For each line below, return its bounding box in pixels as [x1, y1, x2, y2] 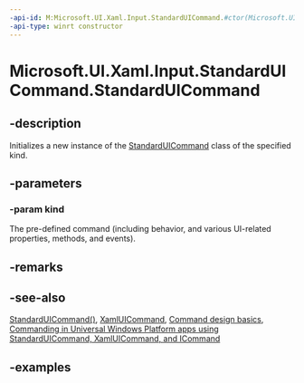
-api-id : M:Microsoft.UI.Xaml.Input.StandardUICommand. [9, 13, 224, 23]
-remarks [9, 259, 63, 274]
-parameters [9, 176, 82, 191]
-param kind [9, 203, 65, 215]
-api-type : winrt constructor [9, 22, 124, 31]
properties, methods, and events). [9, 233, 136, 244]
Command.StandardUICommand [9, 80, 261, 101]
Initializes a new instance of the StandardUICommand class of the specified [9, 139, 291, 150]
